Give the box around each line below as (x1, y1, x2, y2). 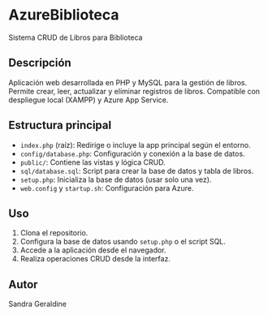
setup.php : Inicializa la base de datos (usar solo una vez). (19, 175, 212, 184)
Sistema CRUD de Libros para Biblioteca (8, 32, 143, 42)
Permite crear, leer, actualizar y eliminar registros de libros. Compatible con (8, 86, 261, 96)
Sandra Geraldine (8, 299, 67, 309)
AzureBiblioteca (8, 6, 119, 24)
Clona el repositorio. (19, 228, 89, 238)
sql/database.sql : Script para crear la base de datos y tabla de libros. (19, 166, 254, 175)
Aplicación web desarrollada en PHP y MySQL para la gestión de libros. (8, 77, 248, 87)
